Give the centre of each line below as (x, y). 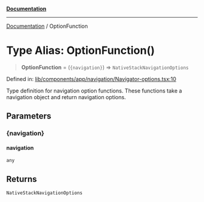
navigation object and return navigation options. (66, 97)
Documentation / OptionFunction (47, 26)
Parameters (29, 116)
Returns (22, 179)
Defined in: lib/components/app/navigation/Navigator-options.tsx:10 (91, 79)
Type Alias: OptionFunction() (80, 50)
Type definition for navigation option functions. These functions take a (94, 91)
